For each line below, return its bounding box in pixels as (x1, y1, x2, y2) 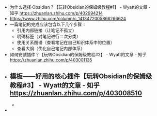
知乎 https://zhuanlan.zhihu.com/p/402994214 (9, 10, 103, 16)
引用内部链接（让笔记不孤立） (16, 28, 77, 33)
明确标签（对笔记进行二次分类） (16, 33, 81, 39)
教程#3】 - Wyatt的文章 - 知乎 (9, 81, 100, 89)
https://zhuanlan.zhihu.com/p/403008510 (9, 89, 142, 98)
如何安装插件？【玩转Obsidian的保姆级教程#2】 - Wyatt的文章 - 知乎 (9, 52, 147, 57)
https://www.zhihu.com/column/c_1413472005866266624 (9, 16, 126, 21)
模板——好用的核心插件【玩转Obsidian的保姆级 (9, 72, 152, 81)
